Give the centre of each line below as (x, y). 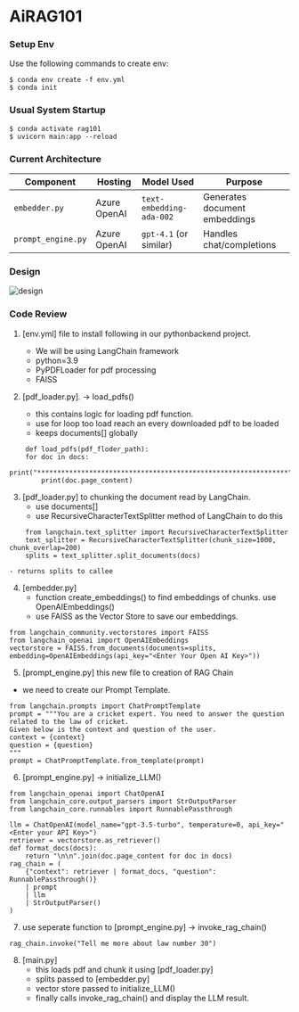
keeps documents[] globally (86, 432)
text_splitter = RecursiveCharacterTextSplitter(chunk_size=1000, (151, 540)
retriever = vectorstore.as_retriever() (85, 840)
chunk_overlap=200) (45, 547)
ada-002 (158, 217)
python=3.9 (57, 360)
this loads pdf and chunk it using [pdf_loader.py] (124, 969)
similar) (157, 245)
